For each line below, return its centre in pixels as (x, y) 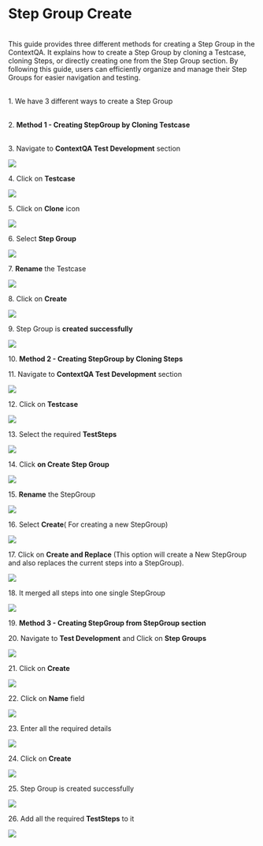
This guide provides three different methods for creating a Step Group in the (131, 43)
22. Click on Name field (46, 698)
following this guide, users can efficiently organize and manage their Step (128, 69)
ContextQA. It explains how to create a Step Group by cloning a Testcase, (127, 52)
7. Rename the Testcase (47, 268)
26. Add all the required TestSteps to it (71, 818)
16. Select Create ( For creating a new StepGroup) (88, 524)
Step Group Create (70, 14)
